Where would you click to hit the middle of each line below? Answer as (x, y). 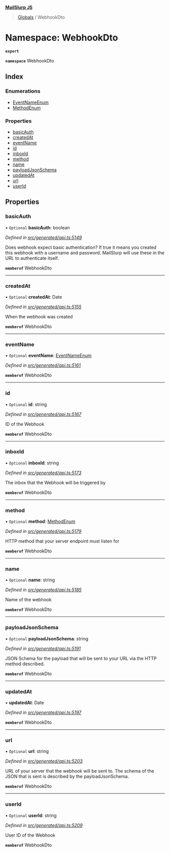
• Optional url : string (27, 751)
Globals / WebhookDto (41, 17)
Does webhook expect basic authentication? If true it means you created (81, 247)
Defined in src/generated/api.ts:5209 (44, 825)
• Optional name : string (30, 580)
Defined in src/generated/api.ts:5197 (44, 712)
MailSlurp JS (19, 7)
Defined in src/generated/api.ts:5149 (44, 237)
